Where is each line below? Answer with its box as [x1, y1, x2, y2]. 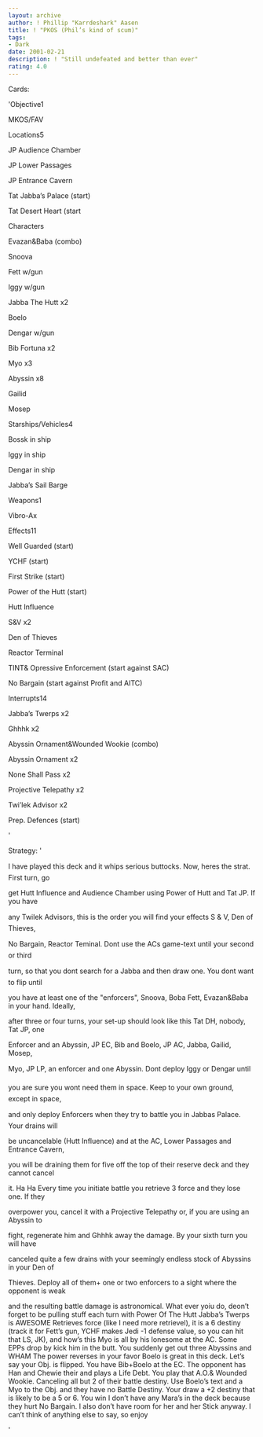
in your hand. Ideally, [8, 1001, 76, 1010]
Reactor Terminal [8, 648, 64, 657]
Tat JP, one [8, 1024, 45, 1034]
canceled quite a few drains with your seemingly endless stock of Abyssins [8, 1254, 251, 1263]
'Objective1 [8, 99, 44, 108]
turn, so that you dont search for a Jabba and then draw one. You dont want [8, 966, 254, 976]
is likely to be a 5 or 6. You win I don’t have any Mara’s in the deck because [8, 1393, 250, 1402]
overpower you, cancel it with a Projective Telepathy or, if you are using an [8, 1207, 250, 1216]
